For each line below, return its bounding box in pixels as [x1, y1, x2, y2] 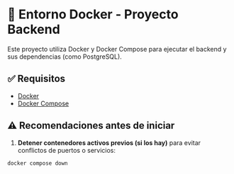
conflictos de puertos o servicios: [17, 146, 116, 154]
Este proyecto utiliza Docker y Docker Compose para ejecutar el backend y [7, 45, 227, 53]
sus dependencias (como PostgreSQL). [7, 52, 122, 61]
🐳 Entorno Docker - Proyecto [7, 6, 179, 23]
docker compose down [7, 159, 69, 167]
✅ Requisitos [7, 73, 66, 85]
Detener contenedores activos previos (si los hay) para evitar [17, 138, 201, 147]
